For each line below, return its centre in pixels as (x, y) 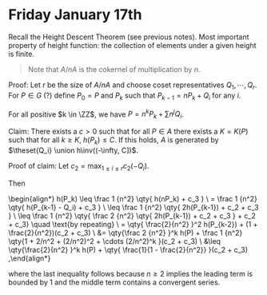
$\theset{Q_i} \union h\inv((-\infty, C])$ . (73, 150)
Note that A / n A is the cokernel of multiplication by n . (114, 69)
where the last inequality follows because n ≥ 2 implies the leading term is (131, 273)
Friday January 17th (75, 15)
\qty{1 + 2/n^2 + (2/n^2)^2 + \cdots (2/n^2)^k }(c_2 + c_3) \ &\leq (115, 241)
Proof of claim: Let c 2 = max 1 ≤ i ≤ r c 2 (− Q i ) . (79, 167)
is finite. (21, 54)
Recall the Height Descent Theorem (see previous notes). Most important (129, 37)
